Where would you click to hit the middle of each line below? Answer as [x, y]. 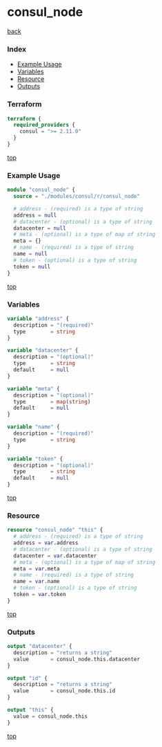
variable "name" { [33, 427]
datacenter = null [40, 228]
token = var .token [40, 595]
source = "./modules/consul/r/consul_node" [77, 197]
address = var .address [46, 543]
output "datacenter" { [40, 647]
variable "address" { [38, 318]
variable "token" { [35, 459]
